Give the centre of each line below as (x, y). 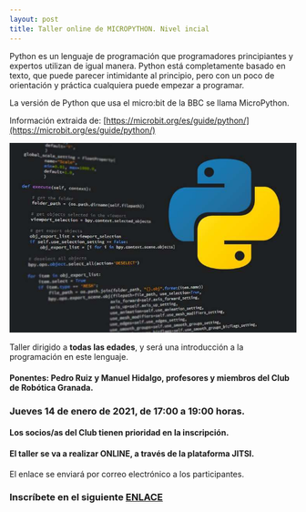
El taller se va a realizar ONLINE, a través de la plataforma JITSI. (132, 453)
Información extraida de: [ (58, 120)
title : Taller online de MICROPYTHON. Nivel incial (109, 29)
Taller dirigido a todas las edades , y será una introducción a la (127, 347)
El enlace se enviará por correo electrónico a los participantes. (127, 474)
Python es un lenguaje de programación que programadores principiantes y (152, 56)
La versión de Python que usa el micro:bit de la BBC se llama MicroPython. (149, 102)
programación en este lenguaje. (69, 357)
